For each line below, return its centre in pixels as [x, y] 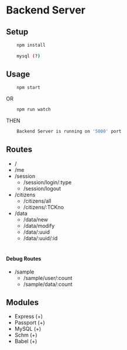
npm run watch [34, 110]
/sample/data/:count [48, 284]
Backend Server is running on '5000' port [69, 131]
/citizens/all [37, 201]
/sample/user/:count [48, 278]
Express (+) [28, 317]
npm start [29, 88]
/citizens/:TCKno [44, 207]
